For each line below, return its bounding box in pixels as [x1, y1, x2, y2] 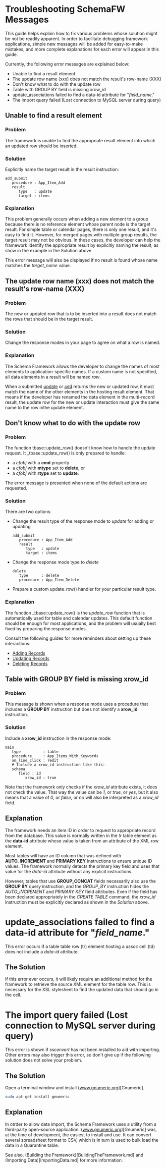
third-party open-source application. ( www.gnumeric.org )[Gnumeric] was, [5, 1126, 157, 1132]
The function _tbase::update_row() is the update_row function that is [5, 610, 145, 615]
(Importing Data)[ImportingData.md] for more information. [5, 1157, 123, 1163]
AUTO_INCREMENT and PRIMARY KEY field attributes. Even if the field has [5, 889, 158, 894]
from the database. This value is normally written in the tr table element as [5, 833, 157, 838]
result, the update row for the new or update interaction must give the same [5, 399, 160, 405]
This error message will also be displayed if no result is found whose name [5, 257, 158, 263]
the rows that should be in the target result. [5, 316, 93, 322]
